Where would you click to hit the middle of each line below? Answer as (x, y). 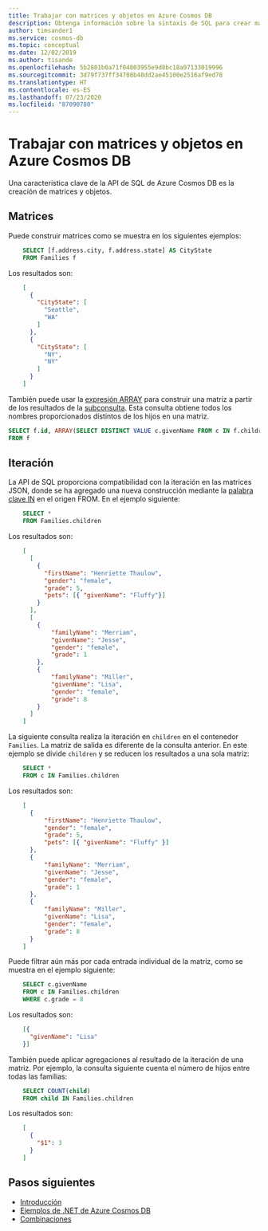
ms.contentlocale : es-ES (49, 90)
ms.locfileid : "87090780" (51, 104)
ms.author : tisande (41, 61)
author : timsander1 (41, 30)
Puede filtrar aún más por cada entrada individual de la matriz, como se (126, 962)
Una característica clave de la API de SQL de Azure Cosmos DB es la (121, 183)
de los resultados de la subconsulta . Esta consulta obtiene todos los (120, 407)
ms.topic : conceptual (44, 45)
